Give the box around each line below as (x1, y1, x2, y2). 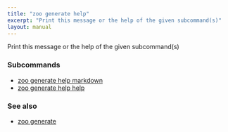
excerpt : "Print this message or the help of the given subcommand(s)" (7, 17, 222, 24)
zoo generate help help (17, 84, 85, 92)
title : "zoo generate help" (7, 10, 90, 18)
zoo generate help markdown (17, 76, 103, 84)
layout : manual (7, 23, 52, 30)
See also (7, 101, 37, 111)
